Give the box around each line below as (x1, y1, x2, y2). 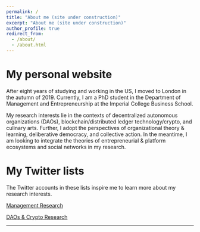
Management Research (6, 202, 64, 209)
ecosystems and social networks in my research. (6, 143, 126, 150)
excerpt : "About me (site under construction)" (6, 20, 127, 26)
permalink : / (6, 8, 39, 15)
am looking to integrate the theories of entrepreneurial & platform (6, 137, 166, 144)
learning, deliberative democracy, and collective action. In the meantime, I (6, 131, 187, 138)
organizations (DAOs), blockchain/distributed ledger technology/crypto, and (6, 117, 192, 125)
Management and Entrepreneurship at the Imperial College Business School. (6, 100, 193, 107)
